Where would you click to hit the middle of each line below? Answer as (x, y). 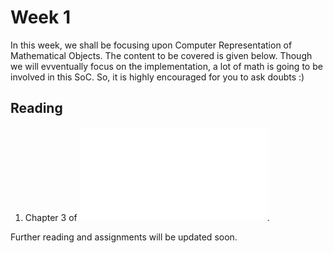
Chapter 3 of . (147, 217)
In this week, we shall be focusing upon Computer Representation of (151, 45)
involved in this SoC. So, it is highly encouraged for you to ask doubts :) (157, 77)
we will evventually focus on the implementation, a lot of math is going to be (166, 66)
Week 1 (40, 17)
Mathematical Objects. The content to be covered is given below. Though (161, 55)
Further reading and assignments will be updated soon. (124, 237)
